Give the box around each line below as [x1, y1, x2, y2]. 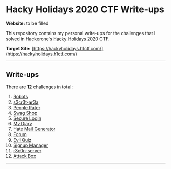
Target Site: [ [6, 45, 34, 51]
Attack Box [13, 153, 36, 159]
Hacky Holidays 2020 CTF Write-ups [6, 4, 164, 15]
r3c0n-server [13, 147, 42, 153]
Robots [13, 93, 28, 99]
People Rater [13, 104, 40, 110]
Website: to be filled [6, 20, 49, 26]
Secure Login [13, 115, 41, 121]
